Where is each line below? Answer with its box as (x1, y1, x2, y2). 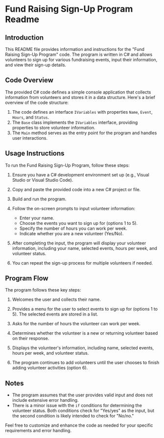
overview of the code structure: (5, 99, 69, 105)
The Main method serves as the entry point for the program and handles (12, 130, 157, 136)
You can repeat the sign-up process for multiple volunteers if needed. (12, 260, 153, 266)
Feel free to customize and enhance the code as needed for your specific (5, 422, 153, 428)
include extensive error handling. (12, 397, 79, 403)
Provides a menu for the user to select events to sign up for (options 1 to (12, 306, 158, 312)
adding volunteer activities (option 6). (12, 365, 88, 371)
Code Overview (5, 76, 54, 84)
